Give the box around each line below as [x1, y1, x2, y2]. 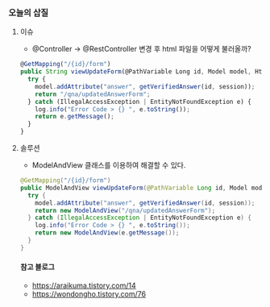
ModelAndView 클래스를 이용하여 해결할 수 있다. [31, 160, 186, 170]
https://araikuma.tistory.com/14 [31, 280, 137, 290]
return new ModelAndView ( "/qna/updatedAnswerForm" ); [35, 206, 216, 214]
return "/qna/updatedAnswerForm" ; [35, 90, 151, 98]
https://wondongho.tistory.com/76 [31, 289, 147, 299]
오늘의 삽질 [8, 6, 49, 18]
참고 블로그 [19, 262, 55, 272]
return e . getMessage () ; [35, 113, 114, 121]
